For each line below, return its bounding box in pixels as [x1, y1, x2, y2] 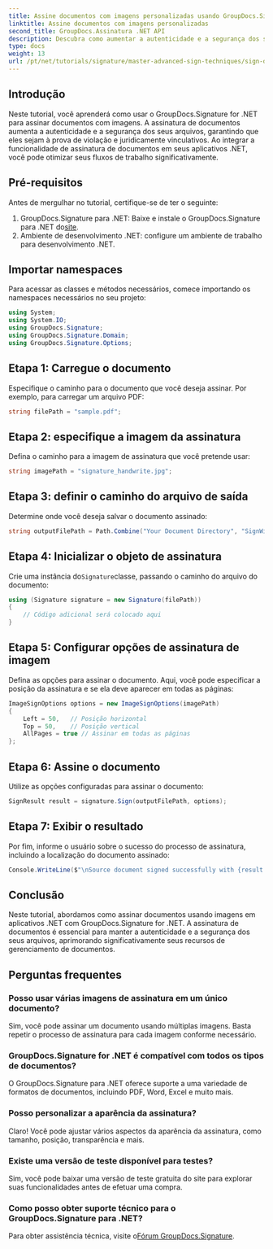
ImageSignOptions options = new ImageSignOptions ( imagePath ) [8, 699, 220, 708]
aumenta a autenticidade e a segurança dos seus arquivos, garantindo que [8, 126, 259, 136]
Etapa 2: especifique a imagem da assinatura [8, 430, 241, 443]
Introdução [8, 87, 66, 102]
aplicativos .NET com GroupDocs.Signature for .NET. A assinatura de [8, 919, 240, 928]
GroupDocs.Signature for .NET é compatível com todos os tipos [8, 1050, 264, 1061]
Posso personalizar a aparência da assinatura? [8, 1107, 197, 1119]
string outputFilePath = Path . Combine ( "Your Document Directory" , [8, 526, 238, 535]
